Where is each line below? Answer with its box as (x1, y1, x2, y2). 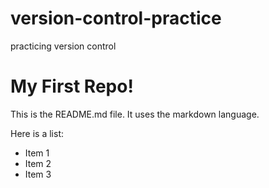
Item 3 (24, 168, 52, 180)
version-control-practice (10, 7, 222, 30)
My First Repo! (10, 75, 134, 98)
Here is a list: (10, 127, 65, 139)
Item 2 (24, 157, 52, 169)
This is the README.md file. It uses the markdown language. (10, 108, 260, 120)
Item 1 (24, 147, 50, 159)
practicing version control (10, 40, 117, 52)
